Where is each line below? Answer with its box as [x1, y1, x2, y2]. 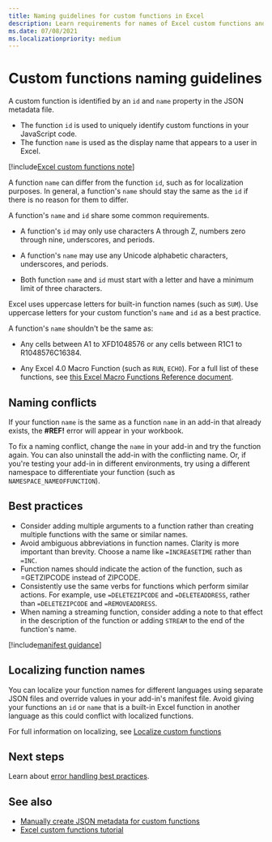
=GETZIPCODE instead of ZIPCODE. [19, 572, 141, 582]
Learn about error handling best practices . [8, 771, 150, 781]
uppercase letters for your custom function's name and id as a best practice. [8, 308, 261, 318]
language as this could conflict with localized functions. [8, 711, 194, 720]
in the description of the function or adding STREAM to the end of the [19, 615, 245, 625]
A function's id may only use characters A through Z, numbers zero [19, 226, 246, 236]
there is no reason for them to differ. [8, 195, 130, 205]
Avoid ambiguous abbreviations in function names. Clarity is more [19, 538, 240, 548]
